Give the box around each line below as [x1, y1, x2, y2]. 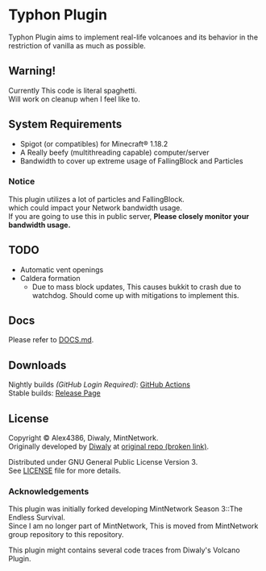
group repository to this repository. [8, 530, 124, 540]
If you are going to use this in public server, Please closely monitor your [8, 211, 250, 221]
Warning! [8, 64, 56, 78]
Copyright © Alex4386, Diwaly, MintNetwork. [8, 433, 159, 443]
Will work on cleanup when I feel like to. [8, 94, 141, 104]
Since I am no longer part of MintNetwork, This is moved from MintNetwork [8, 521, 259, 531]
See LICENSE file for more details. [8, 465, 122, 476]
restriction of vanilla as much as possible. [8, 40, 147, 50]
